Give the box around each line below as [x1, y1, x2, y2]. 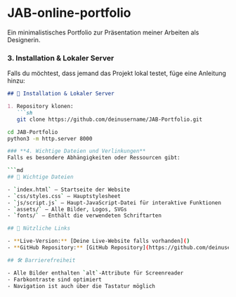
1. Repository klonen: [7, 103, 74, 110]
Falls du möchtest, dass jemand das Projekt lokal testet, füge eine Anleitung [7, 69, 227, 78]
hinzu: [7, 77, 25, 85]
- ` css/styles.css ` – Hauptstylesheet [7, 192, 121, 199]
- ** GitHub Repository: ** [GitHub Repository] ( [7, 244, 150, 251]
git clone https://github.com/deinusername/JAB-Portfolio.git [16, 116, 202, 123]
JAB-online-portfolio [7, 5, 131, 21]
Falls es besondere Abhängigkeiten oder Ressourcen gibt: [7, 154, 181, 161]
